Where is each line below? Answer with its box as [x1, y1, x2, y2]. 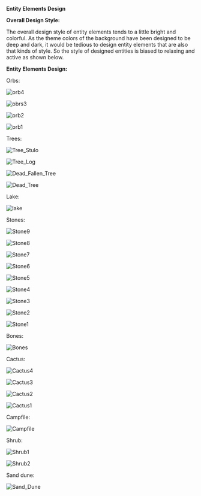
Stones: [6, 216, 25, 223]
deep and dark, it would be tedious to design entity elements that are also [6, 41, 188, 48]
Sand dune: [6, 471, 35, 479]
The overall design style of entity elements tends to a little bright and [6, 28, 176, 35]
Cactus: [6, 356, 26, 362]
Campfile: [6, 413, 31, 421]
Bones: [6, 332, 24, 339]
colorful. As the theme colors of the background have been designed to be [6, 35, 191, 41]
